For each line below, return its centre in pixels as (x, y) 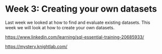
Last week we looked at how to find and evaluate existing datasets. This (78, 22)
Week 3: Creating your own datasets (81, 9)
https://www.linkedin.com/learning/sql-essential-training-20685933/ (75, 37)
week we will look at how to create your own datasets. (60, 27)
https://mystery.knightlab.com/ (36, 46)
